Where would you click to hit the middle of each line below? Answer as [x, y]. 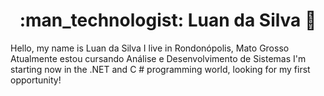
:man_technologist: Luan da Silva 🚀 [168, 20]
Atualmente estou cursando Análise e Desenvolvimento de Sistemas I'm [158, 58]
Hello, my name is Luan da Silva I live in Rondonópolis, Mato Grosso [150, 48]
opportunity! [36, 80]
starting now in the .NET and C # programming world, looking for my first [160, 69]
